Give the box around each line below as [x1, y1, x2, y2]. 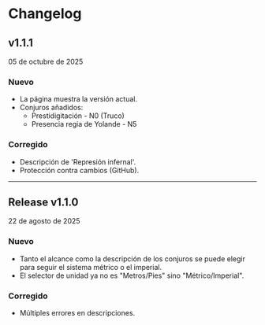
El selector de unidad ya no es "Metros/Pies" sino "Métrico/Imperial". [19, 271, 244, 280]
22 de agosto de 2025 [8, 216, 80, 226]
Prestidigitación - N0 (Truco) [31, 111, 125, 120]
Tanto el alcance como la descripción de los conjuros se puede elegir [19, 253, 246, 264]
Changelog [8, 5, 82, 23]
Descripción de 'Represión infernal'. [19, 157, 136, 166]
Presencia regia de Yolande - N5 [31, 120, 137, 129]
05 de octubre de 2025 [8, 57, 84, 66]
